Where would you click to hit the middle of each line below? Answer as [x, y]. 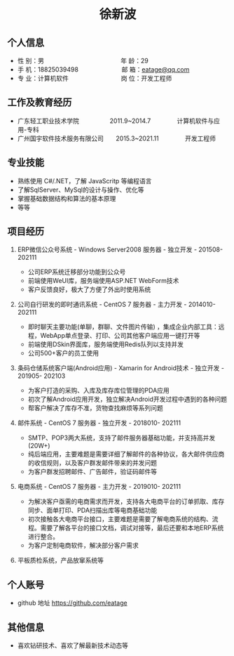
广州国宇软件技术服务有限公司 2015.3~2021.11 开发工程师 [116, 138]
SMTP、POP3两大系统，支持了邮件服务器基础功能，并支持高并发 [122, 438]
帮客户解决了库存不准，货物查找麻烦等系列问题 [95, 408]
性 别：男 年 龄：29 [83, 61]
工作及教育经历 [40, 103]
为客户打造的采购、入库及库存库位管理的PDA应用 [98, 391]
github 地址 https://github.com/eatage [72, 603]
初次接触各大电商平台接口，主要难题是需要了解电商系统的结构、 [120, 519]
